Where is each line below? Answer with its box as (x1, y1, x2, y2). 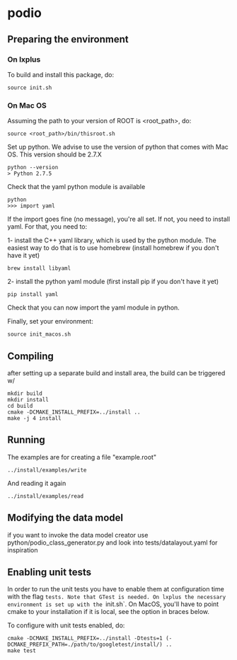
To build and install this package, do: (7, 70, 115, 79)
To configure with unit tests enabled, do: (7, 621, 125, 630)
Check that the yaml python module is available (7, 183, 146, 191)
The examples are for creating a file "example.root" (7, 453, 157, 461)
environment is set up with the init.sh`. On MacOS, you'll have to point (7, 600, 219, 608)
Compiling (7, 350, 54, 362)
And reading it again (7, 479, 67, 487)
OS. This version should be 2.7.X (7, 150, 103, 159)
